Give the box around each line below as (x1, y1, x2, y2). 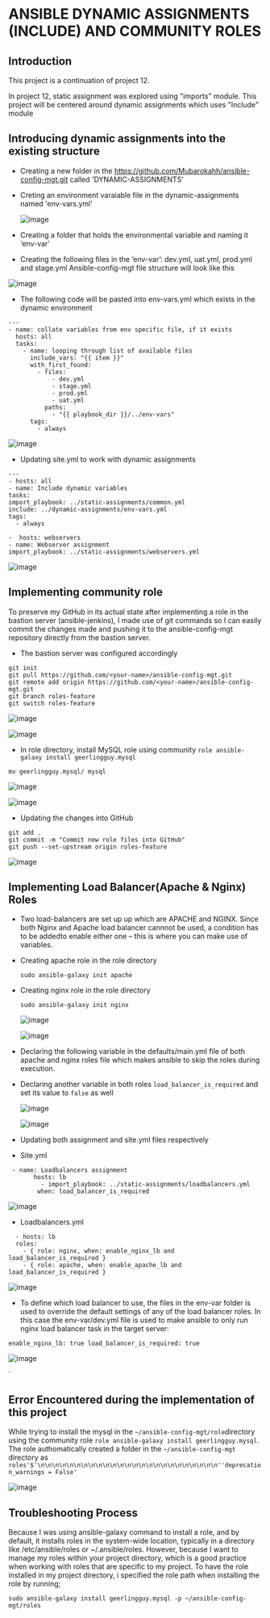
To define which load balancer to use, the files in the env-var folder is (19, 1298, 251, 1308)
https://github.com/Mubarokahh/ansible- (114, 166, 250, 175)
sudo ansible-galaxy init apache (19, 971, 133, 980)
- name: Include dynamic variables (8, 484, 128, 492)
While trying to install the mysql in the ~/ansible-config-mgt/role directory (8, 1427, 255, 1437)
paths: (44, 403, 67, 411)
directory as (8, 1452, 48, 1463)
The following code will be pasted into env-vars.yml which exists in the (19, 294, 255, 304)
